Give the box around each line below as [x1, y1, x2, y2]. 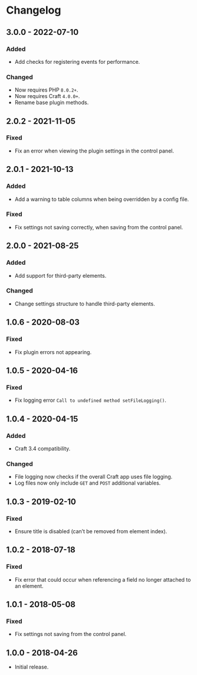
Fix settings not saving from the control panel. [14, 631, 127, 638]
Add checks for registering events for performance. [14, 58, 140, 65]
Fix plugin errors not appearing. [14, 348, 92, 355]
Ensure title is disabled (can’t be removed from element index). [14, 527, 168, 535]
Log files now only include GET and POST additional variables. [14, 479, 161, 486]
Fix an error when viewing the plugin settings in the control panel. [14, 147, 174, 154]
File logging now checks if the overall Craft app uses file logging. [14, 473, 173, 481]
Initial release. [14, 663, 49, 671]
